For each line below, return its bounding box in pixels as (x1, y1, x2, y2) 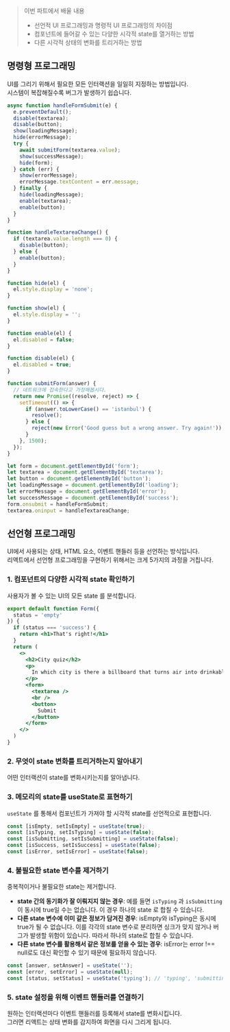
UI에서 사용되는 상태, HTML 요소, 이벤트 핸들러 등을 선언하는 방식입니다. (7, 548, 200, 556)
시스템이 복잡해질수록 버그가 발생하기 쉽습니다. (7, 88, 132, 97)
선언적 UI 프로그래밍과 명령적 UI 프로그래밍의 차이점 (34, 21, 173, 29)
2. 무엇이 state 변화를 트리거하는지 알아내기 (7, 757, 142, 766)
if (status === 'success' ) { (13, 624, 97, 631)
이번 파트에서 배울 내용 (23, 7, 85, 14)
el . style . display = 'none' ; (13, 286, 94, 293)
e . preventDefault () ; (13, 108, 72, 115)
